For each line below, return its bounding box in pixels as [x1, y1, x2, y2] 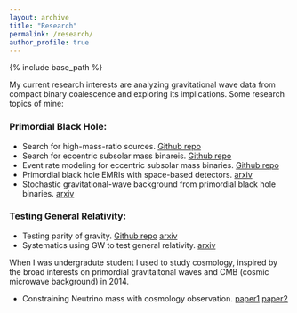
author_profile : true [9, 37, 90, 47]
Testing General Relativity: [9, 210, 127, 222]
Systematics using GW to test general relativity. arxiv [21, 239, 216, 250]
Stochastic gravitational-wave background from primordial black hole [21, 179, 277, 189]
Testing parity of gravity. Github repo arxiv [21, 230, 178, 241]
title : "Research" [9, 21, 77, 30]
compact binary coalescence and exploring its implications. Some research [9, 89, 285, 100]
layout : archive [9, 12, 69, 22]
